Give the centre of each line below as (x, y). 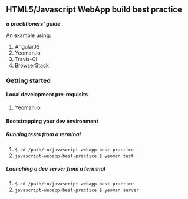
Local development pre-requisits (47, 95)
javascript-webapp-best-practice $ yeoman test (74, 156)
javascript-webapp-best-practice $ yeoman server (77, 190)
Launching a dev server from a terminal (56, 169)
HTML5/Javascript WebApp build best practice (94, 10)
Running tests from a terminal (44, 134)
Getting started (29, 80)
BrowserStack (32, 65)
